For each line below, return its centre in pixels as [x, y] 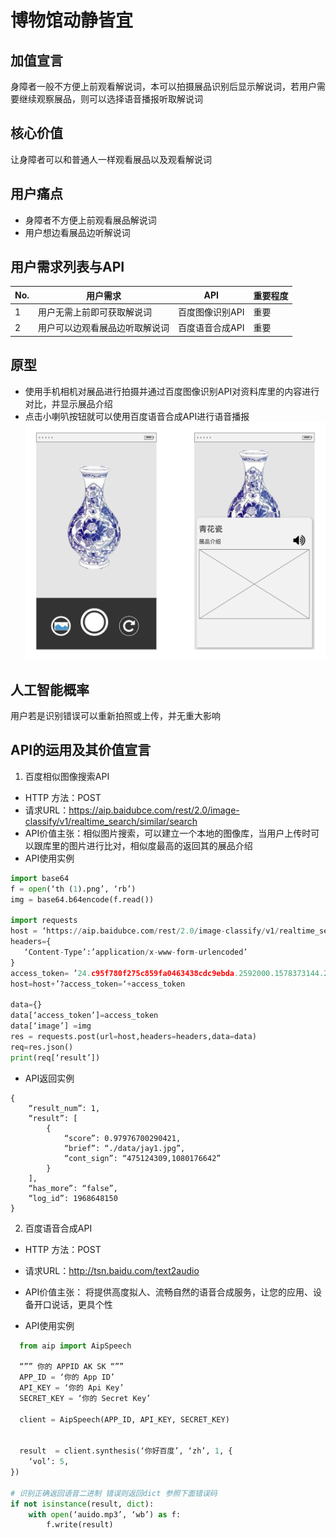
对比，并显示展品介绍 [68, 403]
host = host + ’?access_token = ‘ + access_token [98, 984]
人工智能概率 [50, 689]
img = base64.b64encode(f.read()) [82, 899]
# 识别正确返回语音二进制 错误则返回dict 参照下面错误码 [114, 1493]
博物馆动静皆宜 [72, 20]
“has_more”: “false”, [73, 1188]
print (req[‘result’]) [55, 1057]
